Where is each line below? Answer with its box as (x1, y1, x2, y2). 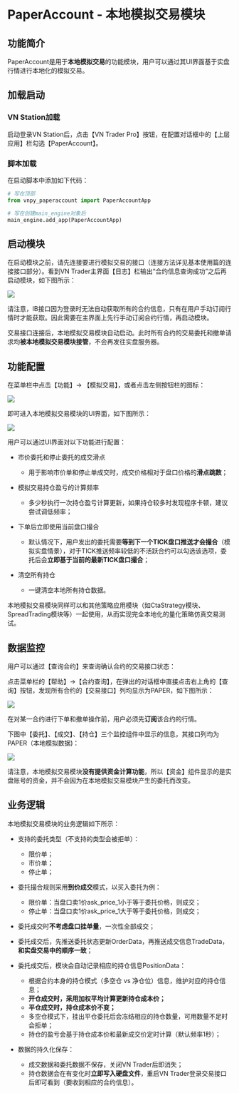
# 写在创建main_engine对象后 (7, 210, 87, 217)
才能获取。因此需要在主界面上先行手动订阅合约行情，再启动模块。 (19, 313, 213, 322)
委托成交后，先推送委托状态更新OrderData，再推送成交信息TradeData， (17, 937, 229, 945)
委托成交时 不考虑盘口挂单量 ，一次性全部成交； (17, 922, 155, 930)
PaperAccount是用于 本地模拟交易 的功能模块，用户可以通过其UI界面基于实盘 (7, 58, 230, 66)
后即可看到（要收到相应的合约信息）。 (28, 1078, 138, 1087)
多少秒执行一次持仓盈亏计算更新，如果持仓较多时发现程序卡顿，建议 (28, 499, 228, 507)
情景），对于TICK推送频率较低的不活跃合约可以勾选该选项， (47, 546, 221, 555)
